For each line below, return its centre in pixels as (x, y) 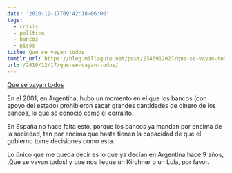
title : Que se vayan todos (46, 53)
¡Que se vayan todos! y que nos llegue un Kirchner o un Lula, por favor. (108, 162)
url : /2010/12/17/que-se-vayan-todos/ (63, 65)
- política (29, 33)
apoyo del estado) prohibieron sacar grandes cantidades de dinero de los (112, 105)
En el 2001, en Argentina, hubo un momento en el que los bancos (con (107, 98)
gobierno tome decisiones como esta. (61, 141)
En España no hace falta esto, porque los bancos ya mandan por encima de (115, 126)
